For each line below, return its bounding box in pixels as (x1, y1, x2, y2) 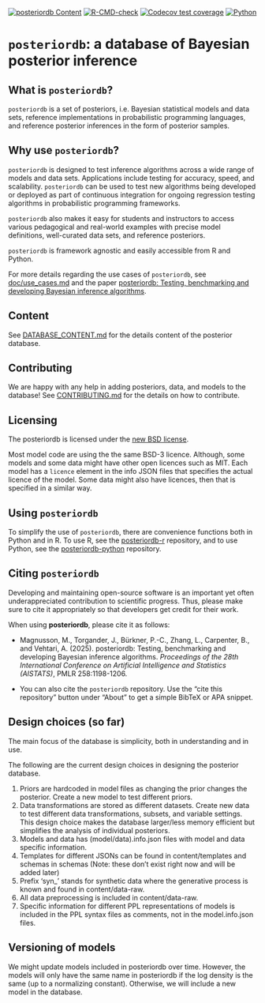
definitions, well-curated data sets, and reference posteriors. (8, 230, 206, 240)
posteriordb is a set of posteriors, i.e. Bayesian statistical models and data (8, 104, 250, 114)
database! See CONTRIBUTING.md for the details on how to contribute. (8, 391, 241, 400)
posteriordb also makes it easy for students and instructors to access (8, 213, 235, 223)
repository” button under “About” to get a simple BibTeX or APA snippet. (19, 692, 254, 702)
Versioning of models (8, 941, 116, 955)
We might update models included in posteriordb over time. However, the (8, 962, 246, 971)
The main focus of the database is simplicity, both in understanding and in (8, 736, 249, 746)
